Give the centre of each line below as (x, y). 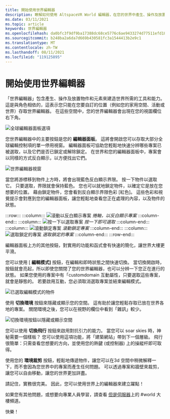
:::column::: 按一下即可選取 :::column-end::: (84, 222)
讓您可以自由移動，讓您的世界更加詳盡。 (47, 373)
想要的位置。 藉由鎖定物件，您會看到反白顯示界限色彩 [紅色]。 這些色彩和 (82, 192)
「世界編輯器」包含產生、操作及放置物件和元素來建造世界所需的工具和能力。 (85, 99)
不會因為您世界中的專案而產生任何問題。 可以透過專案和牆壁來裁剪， (90, 367)
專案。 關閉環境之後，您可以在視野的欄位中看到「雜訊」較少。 (79, 309)
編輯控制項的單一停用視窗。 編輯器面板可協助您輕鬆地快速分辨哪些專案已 (86, 145)
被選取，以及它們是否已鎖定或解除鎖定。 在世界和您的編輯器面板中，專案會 (83, 152)
